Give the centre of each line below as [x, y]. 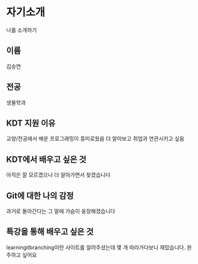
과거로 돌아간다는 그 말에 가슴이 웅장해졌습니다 [61, 211]
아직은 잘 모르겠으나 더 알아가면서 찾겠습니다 [58, 175]
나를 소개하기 [22, 30]
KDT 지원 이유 [31, 123]
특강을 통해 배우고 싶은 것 [50, 232]
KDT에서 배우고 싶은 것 [46, 159]
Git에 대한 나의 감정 [40, 195]
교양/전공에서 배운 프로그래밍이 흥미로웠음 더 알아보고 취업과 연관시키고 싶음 [95, 139]
